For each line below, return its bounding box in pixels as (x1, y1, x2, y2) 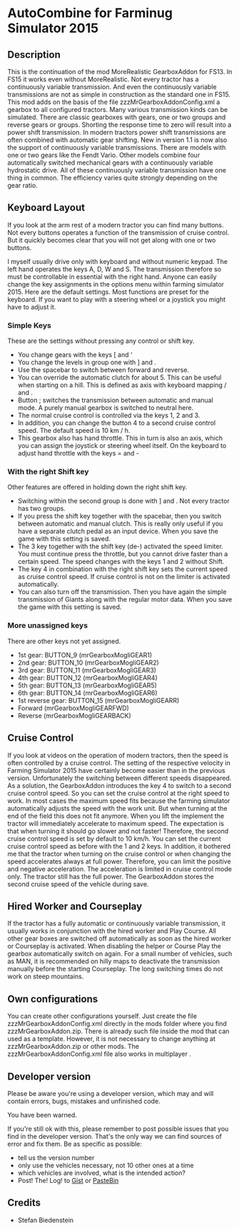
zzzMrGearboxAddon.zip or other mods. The (7, 1042, 139, 1051)
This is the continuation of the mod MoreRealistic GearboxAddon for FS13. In (7, 68, 233, 76)
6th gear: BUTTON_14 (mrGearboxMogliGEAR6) (17, 688, 158, 697)
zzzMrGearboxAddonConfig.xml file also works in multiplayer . (7, 1050, 191, 1058)
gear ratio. (7, 181, 38, 190)
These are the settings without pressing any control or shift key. (7, 337, 195, 345)
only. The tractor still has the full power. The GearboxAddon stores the (7, 872, 214, 881)
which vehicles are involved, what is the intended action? (17, 1168, 185, 1177)
